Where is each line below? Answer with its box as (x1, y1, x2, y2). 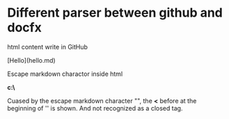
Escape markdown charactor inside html (7, 70, 123, 78)
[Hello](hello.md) (7, 56, 56, 64)
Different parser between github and (7, 5, 223, 21)
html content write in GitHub (7, 42, 88, 51)
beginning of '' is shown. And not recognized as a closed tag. (7, 104, 183, 112)
